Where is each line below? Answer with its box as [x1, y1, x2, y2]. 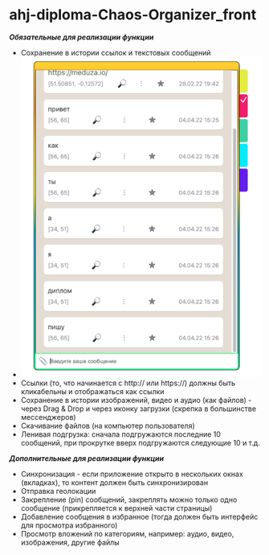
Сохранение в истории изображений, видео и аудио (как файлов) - [20, 395, 252, 405]
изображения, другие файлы [20, 537, 120, 547]
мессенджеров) [20, 412, 76, 421]
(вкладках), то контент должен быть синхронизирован [20, 477, 208, 487]
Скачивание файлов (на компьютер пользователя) [20, 421, 195, 430]
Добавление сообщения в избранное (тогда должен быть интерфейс [20, 512, 259, 521]
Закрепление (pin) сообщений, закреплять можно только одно [20, 495, 238, 504]
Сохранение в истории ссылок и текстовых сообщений [20, 47, 211, 57]
